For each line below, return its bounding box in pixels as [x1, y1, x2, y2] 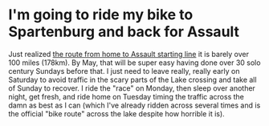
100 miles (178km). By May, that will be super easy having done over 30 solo [8, 58, 261, 67]
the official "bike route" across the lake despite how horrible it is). [8, 108, 225, 118]
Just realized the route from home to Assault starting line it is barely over [8, 49, 250, 59]
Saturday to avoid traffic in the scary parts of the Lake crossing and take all [8, 75, 257, 84]
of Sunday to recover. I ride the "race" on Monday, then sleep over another [8, 83, 255, 93]
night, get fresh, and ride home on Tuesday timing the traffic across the [8, 91, 245, 101]
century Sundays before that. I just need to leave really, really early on [8, 66, 240, 75]
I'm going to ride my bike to [8, 6, 194, 24]
